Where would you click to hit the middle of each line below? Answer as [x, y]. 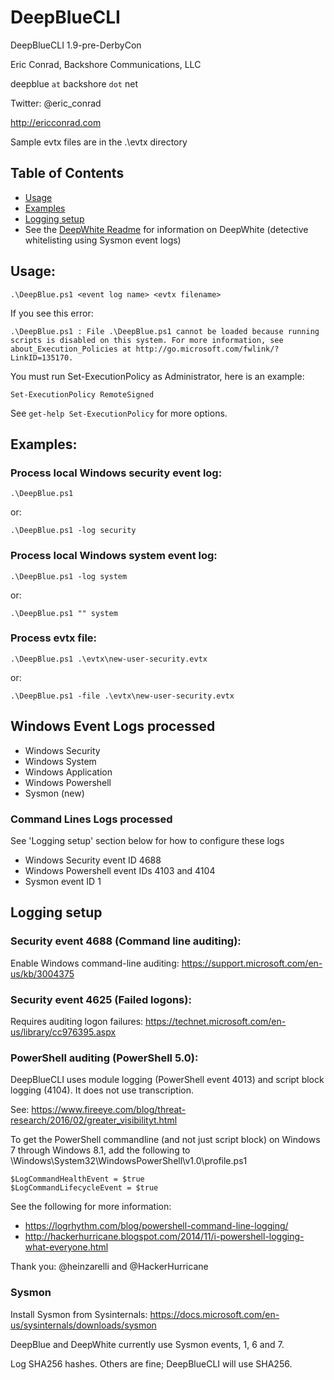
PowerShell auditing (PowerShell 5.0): [104, 1058]
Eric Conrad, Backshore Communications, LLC [106, 64]
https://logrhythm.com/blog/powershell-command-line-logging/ [156, 1226]
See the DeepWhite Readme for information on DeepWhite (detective [166, 229]
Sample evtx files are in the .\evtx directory [99, 142]
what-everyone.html [66, 1247]
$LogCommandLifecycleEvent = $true [84, 1188]
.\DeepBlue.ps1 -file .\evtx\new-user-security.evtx [122, 696]
